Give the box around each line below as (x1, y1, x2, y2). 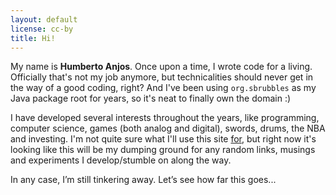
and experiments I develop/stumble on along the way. (10, 154, 232, 166)
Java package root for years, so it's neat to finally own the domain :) (10, 92, 292, 105)
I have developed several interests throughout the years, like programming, (10, 112, 320, 124)
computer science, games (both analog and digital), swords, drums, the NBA (10, 122, 326, 135)
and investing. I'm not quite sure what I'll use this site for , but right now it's (10, 133, 317, 145)
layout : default (10, 14, 78, 25)
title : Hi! (10, 33, 56, 43)
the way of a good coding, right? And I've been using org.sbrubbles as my (10, 82, 317, 94)
